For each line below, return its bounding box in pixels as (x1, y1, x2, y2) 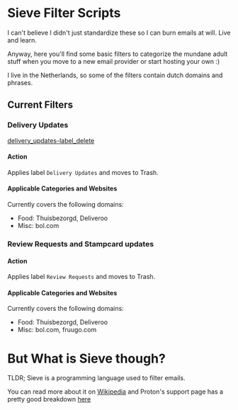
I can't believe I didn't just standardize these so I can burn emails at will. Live (7, 28, 231, 37)
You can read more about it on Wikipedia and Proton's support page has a (7, 387, 224, 396)
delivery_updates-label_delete (7, 136, 95, 144)
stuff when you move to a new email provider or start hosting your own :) (7, 57, 220, 65)
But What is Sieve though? (7, 351, 166, 366)
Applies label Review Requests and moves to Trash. (7, 273, 156, 281)
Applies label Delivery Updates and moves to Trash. (7, 168, 159, 176)
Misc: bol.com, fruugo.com (17, 326, 97, 334)
